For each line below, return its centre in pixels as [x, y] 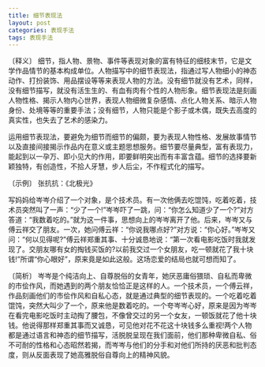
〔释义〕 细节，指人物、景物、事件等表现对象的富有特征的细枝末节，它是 [127, 61]
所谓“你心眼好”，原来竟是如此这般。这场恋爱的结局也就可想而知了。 [130, 259]
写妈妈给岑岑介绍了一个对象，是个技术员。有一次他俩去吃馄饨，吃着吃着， [129, 200]
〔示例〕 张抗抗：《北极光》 [52, 183]
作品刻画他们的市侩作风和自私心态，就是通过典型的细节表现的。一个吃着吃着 [132, 296]
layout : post [30, 23]
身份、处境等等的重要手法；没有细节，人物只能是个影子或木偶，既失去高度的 [132, 110]
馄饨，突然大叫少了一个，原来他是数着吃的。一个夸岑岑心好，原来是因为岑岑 [132, 305]
